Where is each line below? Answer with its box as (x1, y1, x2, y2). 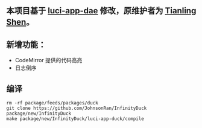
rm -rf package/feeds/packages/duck (6, 100, 98, 106)
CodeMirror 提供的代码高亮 (14, 57, 83, 64)
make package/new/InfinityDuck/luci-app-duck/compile (6, 116, 145, 122)
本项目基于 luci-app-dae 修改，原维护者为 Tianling (6, 5, 197, 16)
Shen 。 (6, 17, 34, 27)
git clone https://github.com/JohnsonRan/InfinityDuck (6, 105, 147, 112)
